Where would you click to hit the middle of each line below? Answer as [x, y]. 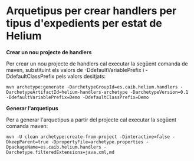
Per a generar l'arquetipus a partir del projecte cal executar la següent [91, 120]
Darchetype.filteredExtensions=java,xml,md [60, 152]
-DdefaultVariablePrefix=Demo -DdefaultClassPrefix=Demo [78, 97]
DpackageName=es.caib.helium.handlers [54, 147]
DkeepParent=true [27, 142]
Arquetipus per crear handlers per [91, 11]
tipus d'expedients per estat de [84, 23]
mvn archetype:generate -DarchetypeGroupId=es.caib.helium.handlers [92, 87]
